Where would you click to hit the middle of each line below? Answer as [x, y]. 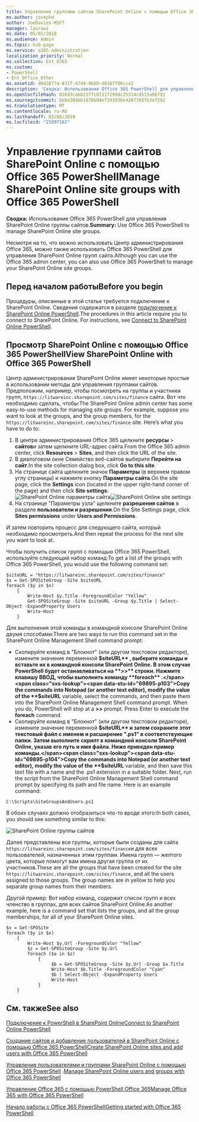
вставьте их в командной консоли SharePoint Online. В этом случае [102, 664]
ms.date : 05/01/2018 [32, 34]
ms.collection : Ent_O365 [37, 61]
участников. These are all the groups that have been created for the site [94, 867]
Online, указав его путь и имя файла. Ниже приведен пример [94, 746]
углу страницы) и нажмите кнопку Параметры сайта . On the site [96, 478]
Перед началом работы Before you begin [85, 287]
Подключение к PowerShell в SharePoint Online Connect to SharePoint [93, 1023]
